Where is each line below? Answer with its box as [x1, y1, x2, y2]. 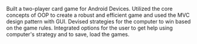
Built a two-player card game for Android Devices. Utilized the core [6, 5, 173, 12]
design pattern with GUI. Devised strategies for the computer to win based [6, 18, 191, 25]
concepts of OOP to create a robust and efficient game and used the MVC [6, 11, 190, 19]
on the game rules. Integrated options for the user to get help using [6, 24, 173, 31]
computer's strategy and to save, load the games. [6, 31, 130, 38]
